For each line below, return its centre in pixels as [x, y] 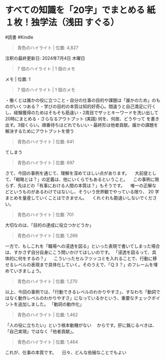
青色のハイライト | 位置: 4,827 [48, 47]
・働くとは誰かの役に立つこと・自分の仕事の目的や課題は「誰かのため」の [81, 100]
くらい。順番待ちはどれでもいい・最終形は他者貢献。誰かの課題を [91, 125]
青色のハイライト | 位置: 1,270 [47, 281]
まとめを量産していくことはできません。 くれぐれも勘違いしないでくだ [79, 198]
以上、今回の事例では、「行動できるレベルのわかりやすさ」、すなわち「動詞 [81, 292]
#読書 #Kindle [19, 37]
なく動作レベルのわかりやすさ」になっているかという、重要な [72, 298]
